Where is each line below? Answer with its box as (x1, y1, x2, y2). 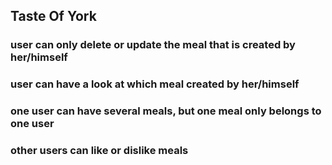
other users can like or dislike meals (10, 144, 189, 158)
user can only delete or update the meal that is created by (10, 38, 296, 52)
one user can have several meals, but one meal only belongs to (10, 104, 322, 118)
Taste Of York (10, 8, 97, 25)
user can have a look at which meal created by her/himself (10, 77, 300, 91)
